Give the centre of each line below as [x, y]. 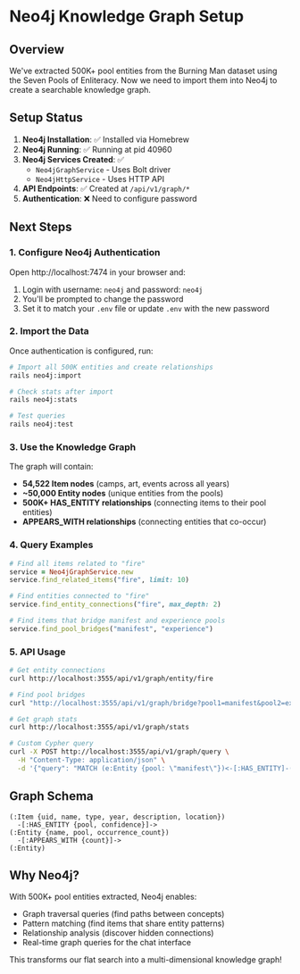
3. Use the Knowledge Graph [73, 446]
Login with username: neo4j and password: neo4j [112, 289]
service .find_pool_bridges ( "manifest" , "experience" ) [112, 629]
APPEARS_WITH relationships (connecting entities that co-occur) [144, 522]
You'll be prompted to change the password [103, 299]
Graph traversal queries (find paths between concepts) [123, 914]
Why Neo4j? [45, 875]
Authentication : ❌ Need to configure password [110, 198]
